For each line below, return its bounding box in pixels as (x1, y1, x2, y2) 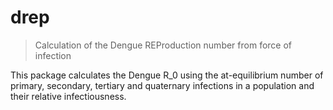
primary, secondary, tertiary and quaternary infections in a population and (10, 79, 315, 91)
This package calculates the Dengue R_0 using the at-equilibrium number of (10, 69, 324, 81)
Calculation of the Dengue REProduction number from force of (34, 39, 293, 51)
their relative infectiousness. (10, 90, 127, 102)
